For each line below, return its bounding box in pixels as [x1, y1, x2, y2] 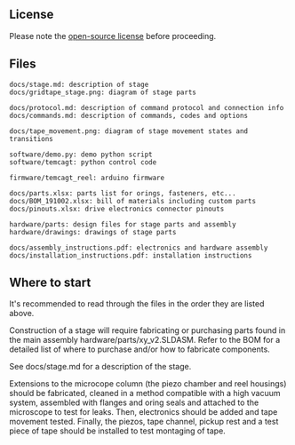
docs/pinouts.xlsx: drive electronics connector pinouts [9, 204, 225, 213]
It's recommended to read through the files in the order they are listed [9, 298, 265, 309]
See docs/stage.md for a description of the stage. [9, 362, 192, 372]
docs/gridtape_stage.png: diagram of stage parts [9, 88, 197, 97]
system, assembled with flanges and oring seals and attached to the [9, 397, 259, 408]
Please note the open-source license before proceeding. [9, 30, 217, 41]
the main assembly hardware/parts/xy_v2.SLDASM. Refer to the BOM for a [9, 335, 281, 346]
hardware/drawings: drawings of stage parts [9, 227, 177, 236]
